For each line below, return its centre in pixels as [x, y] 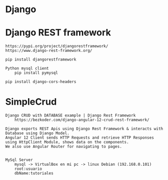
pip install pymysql [36, 73]
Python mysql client [27, 69]
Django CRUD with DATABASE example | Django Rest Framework [71, 115]
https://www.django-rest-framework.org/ [49, 51]
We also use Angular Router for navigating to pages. [64, 147]
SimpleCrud [31, 102]
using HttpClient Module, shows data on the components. [67, 142]
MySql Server [19, 160]
